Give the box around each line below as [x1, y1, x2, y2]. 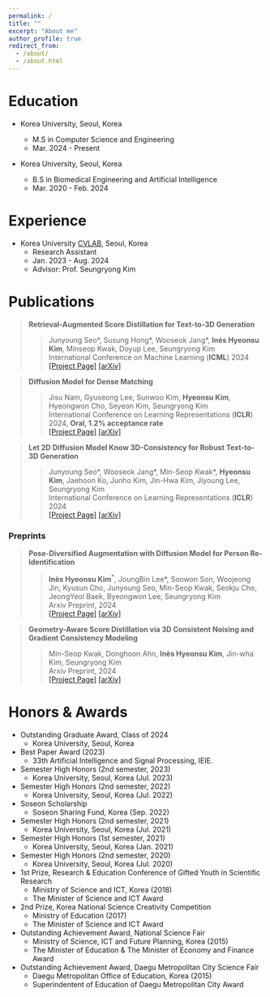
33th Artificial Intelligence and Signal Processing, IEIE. [32, 755, 213, 765]
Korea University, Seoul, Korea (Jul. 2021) [32, 824, 172, 834]
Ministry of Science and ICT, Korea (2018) [32, 884, 173, 894]
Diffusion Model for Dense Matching [28, 376, 154, 386]
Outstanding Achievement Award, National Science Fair [19, 927, 205, 937]
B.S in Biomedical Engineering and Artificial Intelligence [32, 174, 217, 184]
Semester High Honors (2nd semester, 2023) [19, 764, 171, 774]
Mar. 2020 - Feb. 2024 [32, 183, 109, 193]
